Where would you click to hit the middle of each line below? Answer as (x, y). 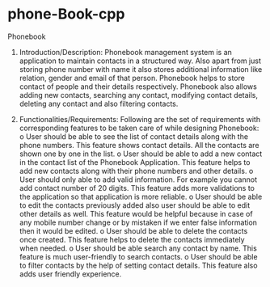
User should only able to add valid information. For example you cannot (138, 179)
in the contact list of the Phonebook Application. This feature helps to (135, 162)
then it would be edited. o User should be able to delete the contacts (133, 230)
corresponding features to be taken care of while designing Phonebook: (139, 128)
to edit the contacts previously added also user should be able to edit (135, 205)
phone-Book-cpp (66, 14)
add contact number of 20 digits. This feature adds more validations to (137, 188)
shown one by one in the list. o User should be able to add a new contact (141, 154)
